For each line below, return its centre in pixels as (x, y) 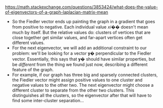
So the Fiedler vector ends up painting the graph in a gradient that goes (83, 22)
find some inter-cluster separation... (48, 100)
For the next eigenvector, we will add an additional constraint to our (79, 48)
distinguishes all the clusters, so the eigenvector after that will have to (82, 95)
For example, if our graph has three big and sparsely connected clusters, (85, 75)
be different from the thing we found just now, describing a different (80, 64)
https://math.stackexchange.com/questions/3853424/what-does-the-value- (81, 7)
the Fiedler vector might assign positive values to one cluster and (77, 80)
